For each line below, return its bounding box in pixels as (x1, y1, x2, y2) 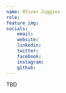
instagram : (17, 59, 44, 65)
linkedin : (17, 43, 42, 49)
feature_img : (6, 20, 39, 26)
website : (17, 37, 39, 43)
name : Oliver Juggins (6, 8, 61, 15)
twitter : (17, 48, 39, 54)
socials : (6, 25, 28, 32)
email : (17, 31, 34, 37)
